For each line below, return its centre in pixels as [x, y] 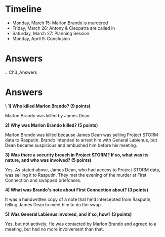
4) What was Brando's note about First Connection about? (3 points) [77, 190]
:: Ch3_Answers [21, 72]
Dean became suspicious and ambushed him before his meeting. [71, 145]
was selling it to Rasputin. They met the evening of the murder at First [76, 175]
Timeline [23, 9]
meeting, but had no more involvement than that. [55, 229]
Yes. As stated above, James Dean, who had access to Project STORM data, [83, 170]
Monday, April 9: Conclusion [41, 39]
